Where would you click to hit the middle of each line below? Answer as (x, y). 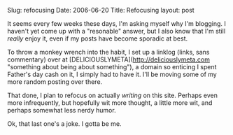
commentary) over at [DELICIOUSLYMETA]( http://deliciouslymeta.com (108, 59)
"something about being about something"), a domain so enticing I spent (112, 67)
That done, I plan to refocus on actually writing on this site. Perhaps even (113, 95)
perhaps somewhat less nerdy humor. (62, 110)
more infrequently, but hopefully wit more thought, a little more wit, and (110, 103)
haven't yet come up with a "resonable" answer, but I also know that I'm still (116, 31)
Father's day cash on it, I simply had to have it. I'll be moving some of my (112, 74)
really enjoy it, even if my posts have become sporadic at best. (98, 38)
